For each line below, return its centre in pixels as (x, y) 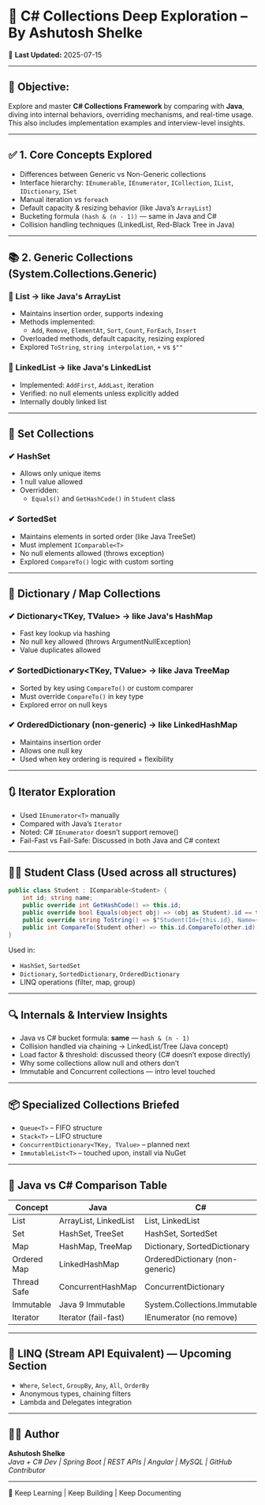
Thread (26, 1282)
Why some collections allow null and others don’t (99, 1063)
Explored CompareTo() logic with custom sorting (96, 561)
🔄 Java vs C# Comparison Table (88, 1185)
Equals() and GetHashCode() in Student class (103, 499)
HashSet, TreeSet (91, 1233)
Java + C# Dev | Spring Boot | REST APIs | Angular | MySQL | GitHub (120, 1462)
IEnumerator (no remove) (191, 1317)
